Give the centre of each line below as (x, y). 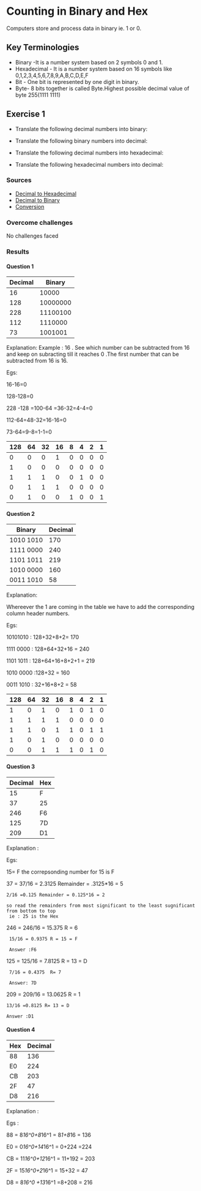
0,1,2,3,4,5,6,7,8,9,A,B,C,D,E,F (52, 75)
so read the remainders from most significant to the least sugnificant (101, 906)
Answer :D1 (20, 1016)
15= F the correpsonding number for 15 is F (60, 872)
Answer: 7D (23, 983)
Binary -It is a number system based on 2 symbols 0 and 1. (89, 62)
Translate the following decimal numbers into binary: (81, 129)
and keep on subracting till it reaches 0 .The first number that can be (93, 354)
